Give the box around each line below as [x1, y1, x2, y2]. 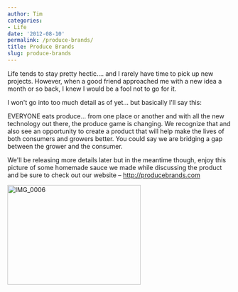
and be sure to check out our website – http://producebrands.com [7, 171, 201, 179]
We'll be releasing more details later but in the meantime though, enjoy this [7, 155, 226, 164]
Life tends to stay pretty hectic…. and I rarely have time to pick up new [7, 69, 214, 78]
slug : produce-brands [7, 50, 72, 57]
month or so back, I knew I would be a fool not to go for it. [7, 84, 177, 93]
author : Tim [7, 10, 43, 18]
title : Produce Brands [7, 43, 75, 50]
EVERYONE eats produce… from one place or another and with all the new [7, 111, 225, 120]
